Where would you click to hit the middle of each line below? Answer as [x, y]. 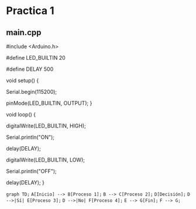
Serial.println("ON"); [30, 137]
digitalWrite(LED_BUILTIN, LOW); [45, 160]
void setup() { [23, 80]
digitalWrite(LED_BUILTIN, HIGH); [46, 126]
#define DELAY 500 [30, 69]
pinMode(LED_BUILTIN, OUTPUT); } [49, 103]
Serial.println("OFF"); [31, 171]
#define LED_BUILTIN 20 [36, 58]
